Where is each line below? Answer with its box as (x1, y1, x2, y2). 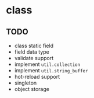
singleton (14, 79, 37, 86)
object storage (14, 86, 49, 92)
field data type (14, 48, 49, 55)
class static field (14, 42, 54, 49)
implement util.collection (14, 61, 81, 68)
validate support (14, 55, 54, 61)
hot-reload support (14, 73, 60, 80)
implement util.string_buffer (14, 67, 88, 73)
